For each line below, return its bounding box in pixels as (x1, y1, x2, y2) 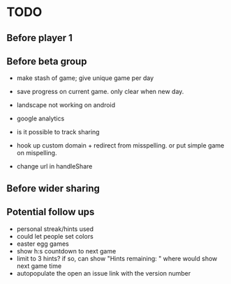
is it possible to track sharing (16, 128, 100, 136)
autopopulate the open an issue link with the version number (16, 269, 191, 277)
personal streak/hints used (16, 224, 94, 233)
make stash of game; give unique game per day (16, 74, 154, 82)
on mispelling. (16, 149, 57, 157)
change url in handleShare (16, 162, 93, 171)
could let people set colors (16, 232, 94, 240)
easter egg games (16, 239, 69, 248)
